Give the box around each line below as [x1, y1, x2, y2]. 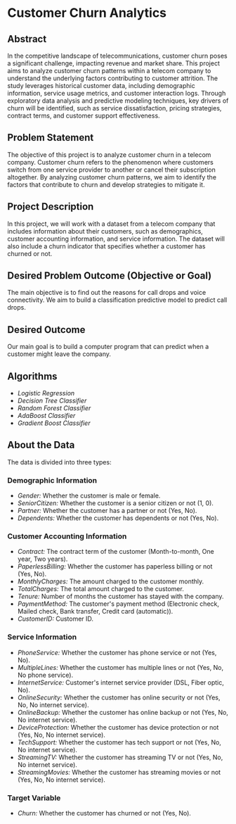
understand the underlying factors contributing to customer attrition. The [7, 74, 218, 82]
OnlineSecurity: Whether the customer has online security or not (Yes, [17, 693, 221, 702]
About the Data [7, 439, 75, 451]
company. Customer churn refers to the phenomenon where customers [7, 158, 214, 166]
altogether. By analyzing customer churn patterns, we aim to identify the [7, 172, 216, 181]
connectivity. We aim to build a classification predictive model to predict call [7, 296, 228, 304]
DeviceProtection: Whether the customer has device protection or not [17, 723, 219, 731]
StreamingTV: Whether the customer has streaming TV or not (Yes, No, [17, 753, 223, 761]
